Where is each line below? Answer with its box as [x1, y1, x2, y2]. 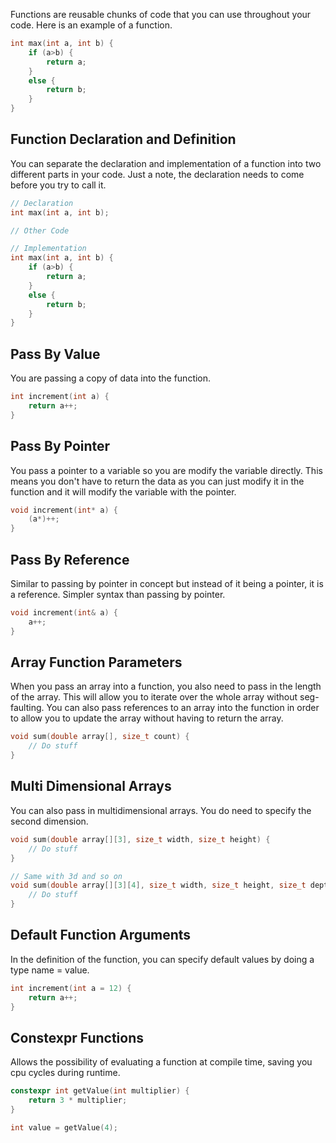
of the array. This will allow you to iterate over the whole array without [10, 691, 298, 703]
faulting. [10, 702, 45, 714]
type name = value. [10, 964, 90, 976]
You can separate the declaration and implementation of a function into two [10, 157, 322, 169]
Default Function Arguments [10, 927, 192, 944]
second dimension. [10, 815, 89, 827]
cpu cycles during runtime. [10, 1067, 121, 1079]
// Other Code [10, 225, 70, 236]
